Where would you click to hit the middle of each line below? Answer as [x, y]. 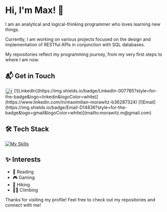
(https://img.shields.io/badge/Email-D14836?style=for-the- [66, 107]
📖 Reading [23, 172]
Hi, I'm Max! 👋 [35, 10]
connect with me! [23, 205]
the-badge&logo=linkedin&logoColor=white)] [52, 96]
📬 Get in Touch [30, 76]
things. [12, 29]
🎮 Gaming [24, 177]
